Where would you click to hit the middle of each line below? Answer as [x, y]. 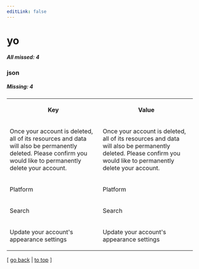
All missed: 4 [23, 57]
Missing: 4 [20, 87]
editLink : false [27, 11]
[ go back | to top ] [29, 260]
